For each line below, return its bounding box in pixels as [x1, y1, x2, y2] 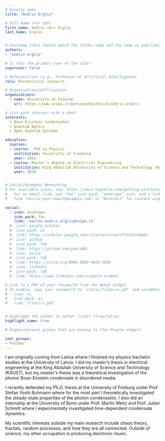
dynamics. [5, 411, 26, 416]
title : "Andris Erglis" [5, 12, 54, 17]
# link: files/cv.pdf [5, 301, 54, 306]
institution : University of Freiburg [14, 151, 91, 156]
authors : [5, 48, 23, 53]
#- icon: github [9, 237, 43, 242]
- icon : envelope [9, 210, 45, 215]
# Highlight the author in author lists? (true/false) [5, 314, 120, 319]
